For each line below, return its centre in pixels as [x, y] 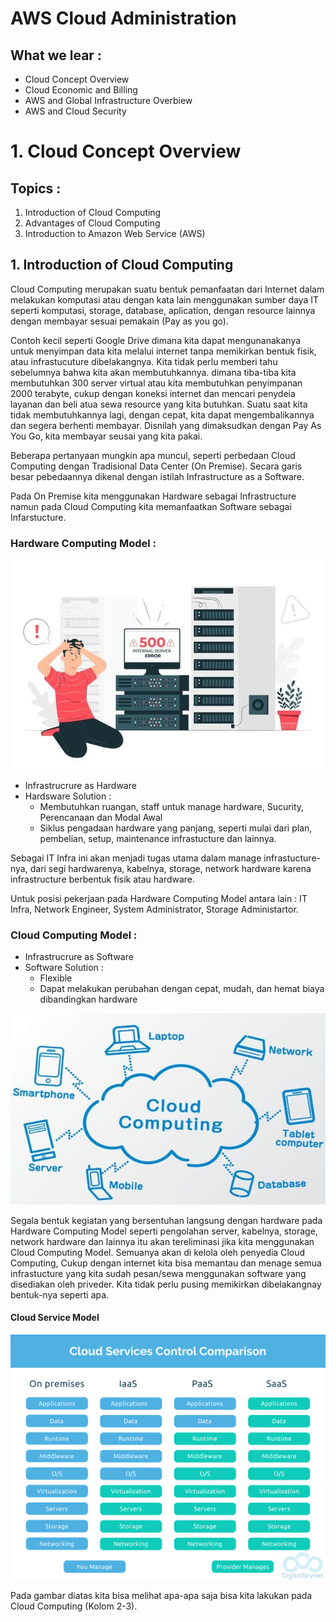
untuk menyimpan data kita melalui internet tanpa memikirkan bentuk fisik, [163, 351]
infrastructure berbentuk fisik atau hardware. [103, 879]
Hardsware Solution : [68, 796]
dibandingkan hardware [88, 999]
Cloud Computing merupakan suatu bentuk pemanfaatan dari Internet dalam [167, 289]
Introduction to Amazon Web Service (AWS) [115, 233]
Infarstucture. [38, 517]
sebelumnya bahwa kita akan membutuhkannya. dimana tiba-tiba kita [153, 372]
